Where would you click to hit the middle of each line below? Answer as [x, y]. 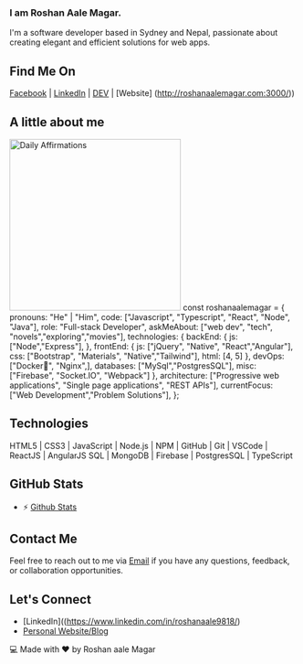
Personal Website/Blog [66, 631]
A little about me [57, 122]
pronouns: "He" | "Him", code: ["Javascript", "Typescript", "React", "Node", [150, 316]
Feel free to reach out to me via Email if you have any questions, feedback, [150, 561]
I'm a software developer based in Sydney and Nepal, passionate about [144, 33]
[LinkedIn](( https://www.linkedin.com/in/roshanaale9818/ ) [131, 621]
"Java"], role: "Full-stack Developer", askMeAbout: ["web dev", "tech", [141, 327]
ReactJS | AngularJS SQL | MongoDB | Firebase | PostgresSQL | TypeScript [151, 455]
